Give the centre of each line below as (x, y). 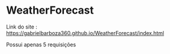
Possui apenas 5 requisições (41, 45)
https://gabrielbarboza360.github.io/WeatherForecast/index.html (85, 33)
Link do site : (22, 27)
